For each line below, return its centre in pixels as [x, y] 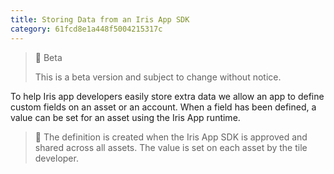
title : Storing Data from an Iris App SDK [100, 19]
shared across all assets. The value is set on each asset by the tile [171, 147]
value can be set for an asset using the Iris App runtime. [125, 117]
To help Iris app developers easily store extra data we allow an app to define [167, 96]
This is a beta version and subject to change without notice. [158, 77]
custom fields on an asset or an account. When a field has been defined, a [163, 107]
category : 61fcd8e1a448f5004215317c [86, 29]
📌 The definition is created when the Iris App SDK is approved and [171, 137]
